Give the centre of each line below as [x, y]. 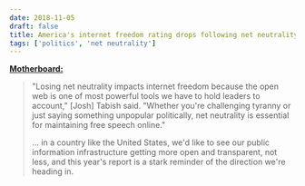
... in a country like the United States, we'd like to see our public [151, 142]
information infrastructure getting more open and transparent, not [154, 152]
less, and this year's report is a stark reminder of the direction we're [158, 162]
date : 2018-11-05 [42, 18]
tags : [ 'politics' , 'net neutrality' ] [83, 43]
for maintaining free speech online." [98, 125]
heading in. [53, 171]
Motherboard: [36, 69]
